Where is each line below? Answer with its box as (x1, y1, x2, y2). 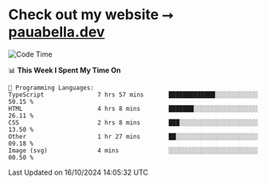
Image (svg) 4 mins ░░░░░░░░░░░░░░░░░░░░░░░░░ (8, 146, 259, 155)
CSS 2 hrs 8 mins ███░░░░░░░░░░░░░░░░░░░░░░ (8, 118, 259, 127)
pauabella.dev (8, 23, 105, 41)
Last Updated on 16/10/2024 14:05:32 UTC (8, 167, 149, 177)
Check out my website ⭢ (8, 6, 174, 24)
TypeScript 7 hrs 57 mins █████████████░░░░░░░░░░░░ (8, 90, 259, 99)
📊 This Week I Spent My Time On (8, 65, 121, 75)
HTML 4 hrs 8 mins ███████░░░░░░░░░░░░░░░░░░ (8, 104, 259, 112)
